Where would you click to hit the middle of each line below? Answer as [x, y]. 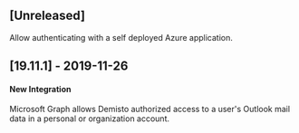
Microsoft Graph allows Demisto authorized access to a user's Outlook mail [150, 109]
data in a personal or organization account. [90, 119]
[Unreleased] [48, 16]
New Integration [40, 89]
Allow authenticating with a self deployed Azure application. [121, 37]
